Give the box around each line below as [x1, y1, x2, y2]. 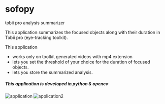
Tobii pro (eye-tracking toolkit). [5, 35, 68, 40]
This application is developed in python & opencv [5, 80, 108, 87]
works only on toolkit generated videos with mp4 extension [12, 53, 133, 60]
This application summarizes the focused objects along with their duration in [5, 29, 160, 35]
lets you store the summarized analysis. [12, 69, 93, 75]
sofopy [5, 3, 34, 15]
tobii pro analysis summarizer [5, 20, 65, 26]
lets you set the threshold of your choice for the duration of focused [12, 59, 150, 65]
